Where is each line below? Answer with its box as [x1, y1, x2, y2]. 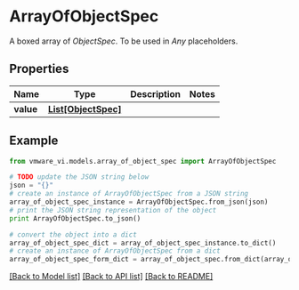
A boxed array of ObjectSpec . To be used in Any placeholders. [9, 36, 238, 46]
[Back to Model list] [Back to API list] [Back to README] [9, 271, 214, 282]
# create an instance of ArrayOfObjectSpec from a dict [9, 246, 221, 255]
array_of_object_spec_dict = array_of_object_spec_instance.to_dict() [9, 238, 277, 247]
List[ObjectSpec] [47, 102, 122, 115]
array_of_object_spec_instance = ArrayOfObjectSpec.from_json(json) [9, 197, 269, 206]
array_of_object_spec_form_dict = [9, 255, 138, 264]
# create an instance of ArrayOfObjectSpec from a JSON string [9, 189, 249, 198]
